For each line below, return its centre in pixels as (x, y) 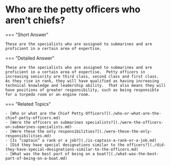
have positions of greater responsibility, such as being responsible (82, 90)
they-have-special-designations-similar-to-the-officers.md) (72, 149)
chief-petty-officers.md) (33, 118)
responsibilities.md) (28, 136)
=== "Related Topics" (28, 104)
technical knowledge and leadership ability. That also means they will (86, 85)
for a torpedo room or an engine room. (48, 94)
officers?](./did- (146, 145)
